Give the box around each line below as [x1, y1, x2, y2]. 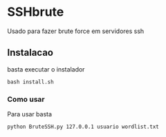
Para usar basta [7, 110, 53, 118]
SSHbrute [7, 4, 64, 20]
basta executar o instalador [7, 65, 85, 73]
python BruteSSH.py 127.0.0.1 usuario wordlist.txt [7, 123, 159, 131]
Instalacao [7, 47, 54, 59]
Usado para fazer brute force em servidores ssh [7, 27, 145, 35]
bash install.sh [7, 78, 54, 85]
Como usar [7, 94, 45, 104]
